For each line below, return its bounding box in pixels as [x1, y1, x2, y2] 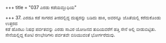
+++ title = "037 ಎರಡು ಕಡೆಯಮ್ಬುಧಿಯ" [5, 5, 77, 10]
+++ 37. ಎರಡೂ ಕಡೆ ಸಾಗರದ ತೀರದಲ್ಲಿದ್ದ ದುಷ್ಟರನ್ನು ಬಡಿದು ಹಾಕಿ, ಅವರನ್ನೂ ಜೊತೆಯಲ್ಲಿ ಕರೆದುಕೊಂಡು [5, 15, 161, 20]
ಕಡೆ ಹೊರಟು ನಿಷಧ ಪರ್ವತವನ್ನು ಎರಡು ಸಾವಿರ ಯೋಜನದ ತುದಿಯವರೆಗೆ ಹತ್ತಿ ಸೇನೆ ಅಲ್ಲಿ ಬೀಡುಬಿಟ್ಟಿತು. [5, 26, 157, 32]
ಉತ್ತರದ [5, 20, 18, 26]
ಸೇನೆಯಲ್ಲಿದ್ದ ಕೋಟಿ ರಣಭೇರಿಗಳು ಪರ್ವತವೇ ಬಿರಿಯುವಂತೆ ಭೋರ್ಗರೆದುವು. [5, 32, 115, 38]
